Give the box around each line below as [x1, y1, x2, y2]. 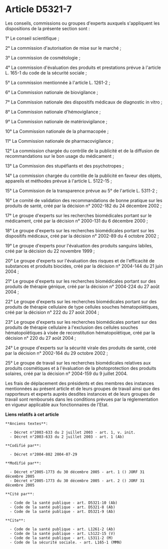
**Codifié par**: [5, 443, 42, 448]
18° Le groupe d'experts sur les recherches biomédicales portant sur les [5, 227, 154, 233]
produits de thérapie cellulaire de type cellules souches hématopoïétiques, [5, 304, 159, 310]
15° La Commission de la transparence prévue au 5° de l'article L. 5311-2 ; [5, 188, 158, 194]
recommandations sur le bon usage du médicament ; [5, 153, 114, 159]
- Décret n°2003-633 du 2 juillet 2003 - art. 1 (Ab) [10, 434, 124, 439]
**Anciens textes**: [5, 421, 49, 426]
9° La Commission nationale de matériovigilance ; [5, 118, 108, 124]
